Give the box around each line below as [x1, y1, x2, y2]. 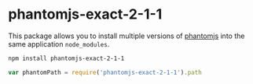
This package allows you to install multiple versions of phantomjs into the [8, 31, 245, 40]
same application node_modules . [8, 39, 110, 48]
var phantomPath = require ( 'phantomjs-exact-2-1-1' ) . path [8, 68, 202, 76]
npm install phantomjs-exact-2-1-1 [8, 54, 125, 62]
